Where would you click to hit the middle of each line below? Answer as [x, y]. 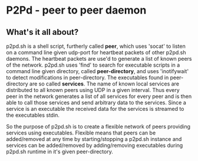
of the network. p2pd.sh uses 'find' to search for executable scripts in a [93, 65]
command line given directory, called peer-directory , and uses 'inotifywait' [98, 71]
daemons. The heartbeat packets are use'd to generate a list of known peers [99, 59]
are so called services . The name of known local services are [104, 84]
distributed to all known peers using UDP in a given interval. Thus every [93, 90]
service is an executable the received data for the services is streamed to [95, 109]
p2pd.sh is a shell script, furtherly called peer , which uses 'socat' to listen [96, 46]
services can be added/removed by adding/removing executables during [95, 145]
